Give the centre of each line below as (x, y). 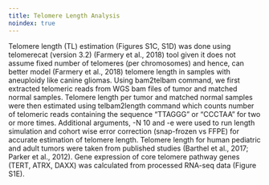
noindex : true (32, 23)
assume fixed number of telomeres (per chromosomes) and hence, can (126, 63)
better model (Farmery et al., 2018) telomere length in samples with (120, 71)
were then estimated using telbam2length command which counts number (131, 106)
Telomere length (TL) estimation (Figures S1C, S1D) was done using (120, 46)
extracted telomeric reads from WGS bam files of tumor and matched (123, 88)
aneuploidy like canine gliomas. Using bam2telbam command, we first (124, 80)
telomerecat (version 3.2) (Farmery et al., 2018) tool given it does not (122, 54)
